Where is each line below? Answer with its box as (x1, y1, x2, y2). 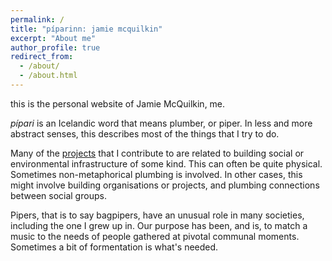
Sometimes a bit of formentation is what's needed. (10, 241, 219, 253)
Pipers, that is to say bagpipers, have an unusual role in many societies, (10, 209, 305, 221)
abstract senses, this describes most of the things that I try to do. (10, 127, 280, 140)
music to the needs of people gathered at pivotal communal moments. (10, 230, 300, 242)
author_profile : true (10, 42, 101, 53)
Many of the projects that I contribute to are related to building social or (10, 147, 305, 159)
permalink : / (10, 14, 65, 25)
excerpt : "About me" (10, 33, 97, 43)
